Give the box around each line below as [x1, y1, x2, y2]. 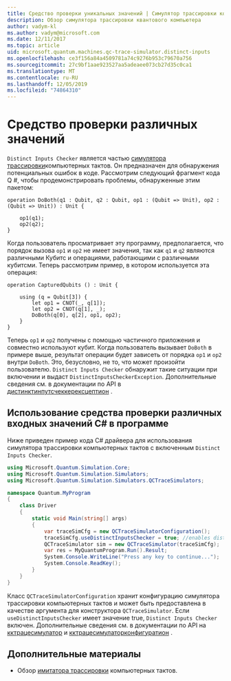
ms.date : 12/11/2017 [7, 36, 67, 43]
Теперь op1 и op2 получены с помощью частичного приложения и [7, 336, 201, 345]
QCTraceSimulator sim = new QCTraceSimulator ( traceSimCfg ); [43, 540, 220, 548]
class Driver [19, 502, 57, 509]
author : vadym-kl [7, 23, 57, 30]
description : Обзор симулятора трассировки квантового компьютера [7, 17, 201, 23]
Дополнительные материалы [7, 649, 142, 660]
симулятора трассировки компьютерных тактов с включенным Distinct [7, 443, 221, 451]
